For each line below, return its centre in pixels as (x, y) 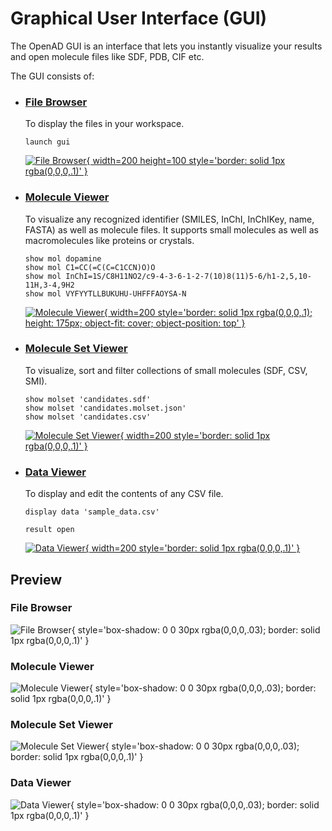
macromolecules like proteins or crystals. (109, 240)
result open (49, 530)
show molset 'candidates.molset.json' (105, 408)
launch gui (47, 142)
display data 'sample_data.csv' (92, 512)
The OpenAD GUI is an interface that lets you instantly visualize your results (166, 46)
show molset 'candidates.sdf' (88, 399)
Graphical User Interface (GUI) (139, 18)
